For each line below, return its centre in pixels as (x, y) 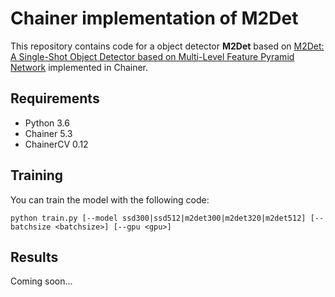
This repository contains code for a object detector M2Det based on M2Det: (167, 46)
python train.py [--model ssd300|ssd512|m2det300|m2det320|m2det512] (158, 218)
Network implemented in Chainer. (79, 67)
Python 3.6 (47, 123)
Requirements (55, 98)
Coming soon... (41, 281)
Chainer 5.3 (48, 133)
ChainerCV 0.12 (56, 144)
